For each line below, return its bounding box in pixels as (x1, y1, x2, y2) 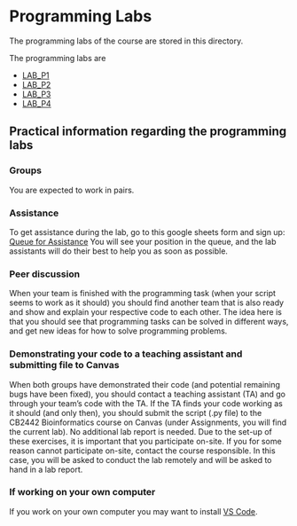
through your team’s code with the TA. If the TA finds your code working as (9, 397, 284, 409)
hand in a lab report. (9, 464, 83, 475)
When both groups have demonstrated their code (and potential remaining (9, 379, 281, 389)
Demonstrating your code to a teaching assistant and (9, 348, 243, 360)
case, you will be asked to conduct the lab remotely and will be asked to (9, 454, 272, 465)
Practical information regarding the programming (9, 124, 286, 139)
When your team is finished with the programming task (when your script (9, 288, 277, 299)
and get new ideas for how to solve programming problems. (9, 326, 228, 336)
